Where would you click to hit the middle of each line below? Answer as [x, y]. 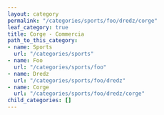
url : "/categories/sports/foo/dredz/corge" [79, 94]
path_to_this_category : [43, 41]
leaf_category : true [38, 27]
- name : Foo [25, 61]
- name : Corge [29, 87]
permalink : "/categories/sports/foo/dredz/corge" [83, 21]
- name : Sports [30, 47]
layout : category [33, 14]
